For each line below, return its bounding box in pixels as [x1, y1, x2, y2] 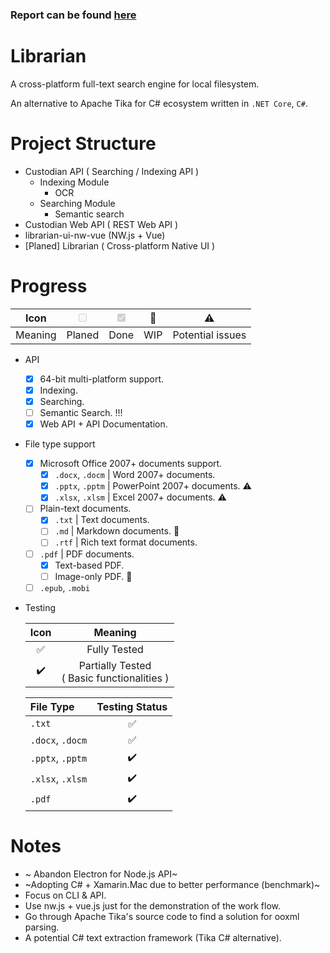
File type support [24, 438, 96, 450]
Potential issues [172, 328, 247, 342]
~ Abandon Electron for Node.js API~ [24, 868, 178, 880]
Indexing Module [39, 176, 110, 188]
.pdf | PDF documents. [39, 548, 135, 560]
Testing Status [96, 699, 168, 713]
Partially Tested [78, 658, 152, 672]
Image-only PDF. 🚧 [54, 570, 133, 582]
